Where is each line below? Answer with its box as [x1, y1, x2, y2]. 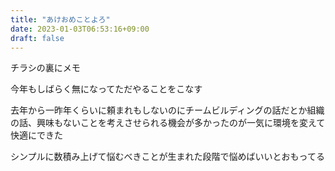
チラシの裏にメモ [10, 62, 81, 74]
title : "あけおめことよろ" [10, 14, 111, 25]
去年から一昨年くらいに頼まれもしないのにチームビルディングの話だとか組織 [10, 104, 325, 116]
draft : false [10, 33, 65, 43]
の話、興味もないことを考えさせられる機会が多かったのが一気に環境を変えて [10, 117, 326, 129]
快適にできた [10, 129, 63, 141]
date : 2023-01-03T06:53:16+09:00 [10, 24, 150, 34]
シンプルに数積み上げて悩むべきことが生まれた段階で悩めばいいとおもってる [10, 151, 325, 163]
